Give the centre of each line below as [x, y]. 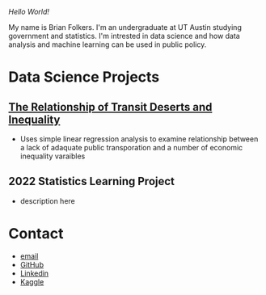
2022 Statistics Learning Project [92, 181]
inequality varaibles [53, 156]
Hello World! [29, 12]
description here [47, 200]
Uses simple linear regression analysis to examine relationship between [139, 139]
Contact [36, 234]
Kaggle [32, 281]
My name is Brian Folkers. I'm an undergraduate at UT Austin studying [125, 27]
